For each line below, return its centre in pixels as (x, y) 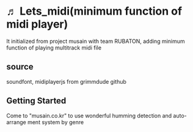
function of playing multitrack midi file (54, 48)
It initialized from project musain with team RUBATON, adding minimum (96, 41)
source (20, 67)
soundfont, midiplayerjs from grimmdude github (67, 81)
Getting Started (36, 101)
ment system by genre (56, 122)
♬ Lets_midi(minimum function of (94, 11)
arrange (16, 122)
